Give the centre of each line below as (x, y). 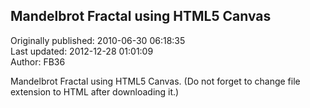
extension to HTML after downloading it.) (95, 91)
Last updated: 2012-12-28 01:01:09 (82, 51)
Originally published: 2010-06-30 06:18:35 (98, 40)
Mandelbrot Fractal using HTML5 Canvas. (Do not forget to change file (155, 81)
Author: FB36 (38, 61)
